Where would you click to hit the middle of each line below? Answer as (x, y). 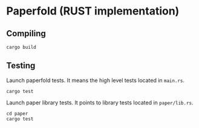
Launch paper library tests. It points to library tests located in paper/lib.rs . (100, 102)
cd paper (17, 114)
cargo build (21, 47)
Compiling (26, 34)
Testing (21, 66)
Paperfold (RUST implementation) (93, 11)
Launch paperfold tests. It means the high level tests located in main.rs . (95, 80)
